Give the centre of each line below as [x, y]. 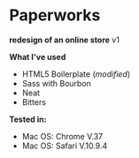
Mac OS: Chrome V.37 [62, 136]
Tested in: [28, 119]
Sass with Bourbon [56, 83]
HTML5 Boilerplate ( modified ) [76, 74]
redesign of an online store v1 [64, 40]
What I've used [38, 56]
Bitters [34, 102]
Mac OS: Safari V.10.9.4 [65, 146]
